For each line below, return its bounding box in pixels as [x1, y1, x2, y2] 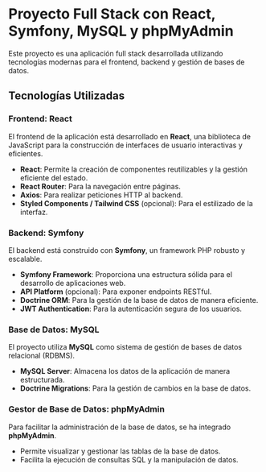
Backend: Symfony [8, 227, 84, 238]
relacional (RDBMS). [8, 351, 75, 361]
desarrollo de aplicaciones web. [19, 278, 126, 288]
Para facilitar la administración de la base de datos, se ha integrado [8, 422, 231, 432]
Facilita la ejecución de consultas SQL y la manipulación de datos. [19, 454, 239, 464]
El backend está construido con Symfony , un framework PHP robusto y [8, 245, 246, 255]
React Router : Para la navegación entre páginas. [19, 181, 181, 191]
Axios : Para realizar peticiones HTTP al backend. [19, 190, 183, 200]
